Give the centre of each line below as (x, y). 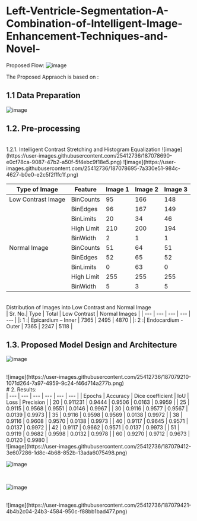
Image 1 (117, 189)
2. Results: (24, 390)
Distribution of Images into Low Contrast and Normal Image (79, 307)
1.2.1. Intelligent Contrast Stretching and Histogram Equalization (84, 149)
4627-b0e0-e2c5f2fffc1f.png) (42, 174)
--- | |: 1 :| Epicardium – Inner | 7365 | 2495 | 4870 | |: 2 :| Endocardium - (95, 320)
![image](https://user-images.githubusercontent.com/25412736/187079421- (99, 505)
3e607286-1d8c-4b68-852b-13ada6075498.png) (67, 453)
